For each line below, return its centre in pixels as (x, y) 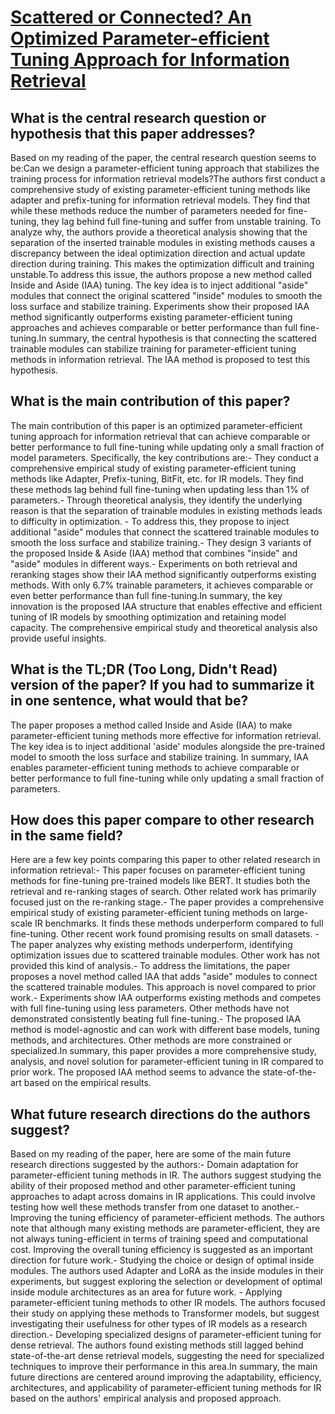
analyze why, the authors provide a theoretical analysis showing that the (159, 232)
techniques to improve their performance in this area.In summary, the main (164, 1367)
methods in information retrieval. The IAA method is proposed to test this (160, 359)
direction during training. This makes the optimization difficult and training (162, 264)
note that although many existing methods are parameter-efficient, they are (165, 1228)
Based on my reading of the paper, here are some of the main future (151, 1154)
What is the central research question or (138, 117)
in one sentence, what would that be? (129, 701)
